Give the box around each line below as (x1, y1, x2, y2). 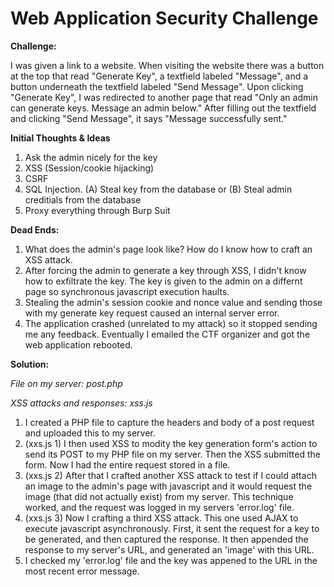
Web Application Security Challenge (10, 7, 319, 30)
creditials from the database (24, 193, 142, 206)
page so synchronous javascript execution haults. (24, 285, 230, 297)
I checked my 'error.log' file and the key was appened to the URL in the (24, 554, 318, 566)
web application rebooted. (24, 338, 133, 351)
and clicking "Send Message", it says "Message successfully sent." (10, 112, 288, 124)
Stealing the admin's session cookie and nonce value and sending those (24, 296, 323, 308)
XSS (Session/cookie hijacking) (24, 162, 155, 174)
